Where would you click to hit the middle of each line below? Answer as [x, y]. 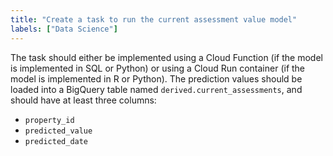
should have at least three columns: [83, 100]
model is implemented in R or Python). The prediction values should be [156, 78]
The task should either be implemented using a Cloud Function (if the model [166, 57]
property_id [49, 120]
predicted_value [58, 131]
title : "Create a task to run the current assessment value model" [154, 19]
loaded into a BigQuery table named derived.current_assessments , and [156, 89]
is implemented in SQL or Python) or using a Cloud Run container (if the [158, 68]
